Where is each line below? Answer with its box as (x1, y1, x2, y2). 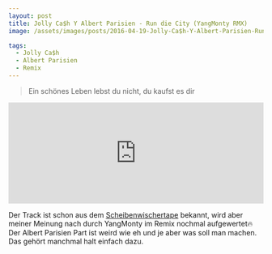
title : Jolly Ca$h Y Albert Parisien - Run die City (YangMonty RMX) (8, 19, 249, 28)
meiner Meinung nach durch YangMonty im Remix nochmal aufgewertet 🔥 (8, 218, 253, 228)
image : (8, 27, 31, 35)
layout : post (8, 11, 53, 20)
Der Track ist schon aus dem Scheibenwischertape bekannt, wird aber (8, 210, 244, 219)
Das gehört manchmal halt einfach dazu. (8, 236, 144, 246)
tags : (8, 41, 27, 49)
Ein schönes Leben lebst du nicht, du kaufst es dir (28, 86, 196, 95)
